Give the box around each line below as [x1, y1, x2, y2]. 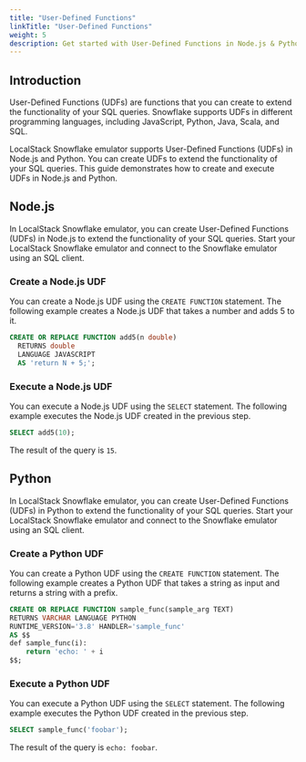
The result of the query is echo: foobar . [9, 742, 158, 753]
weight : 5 [9, 30, 47, 39]
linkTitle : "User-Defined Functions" [9, 22, 153, 31]
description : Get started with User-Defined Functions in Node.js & [9, 38, 275, 48]
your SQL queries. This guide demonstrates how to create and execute [9, 163, 275, 174]
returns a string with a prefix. [9, 587, 118, 598]
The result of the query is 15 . [9, 444, 117, 455]
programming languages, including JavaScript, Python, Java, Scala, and [9, 116, 280, 128]
